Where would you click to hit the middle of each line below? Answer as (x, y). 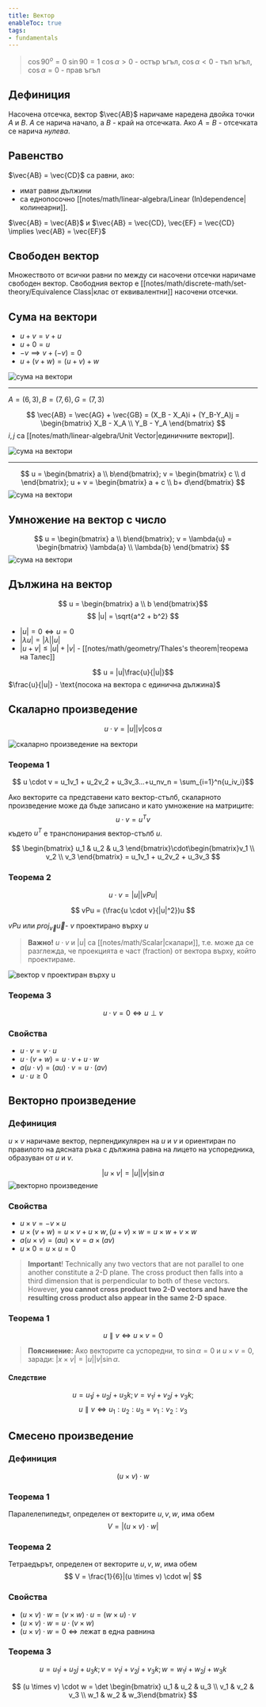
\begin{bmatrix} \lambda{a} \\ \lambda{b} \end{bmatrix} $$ (133, 547)
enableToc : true (35, 23)
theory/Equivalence (40, 292)
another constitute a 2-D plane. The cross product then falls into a (135, 1272)
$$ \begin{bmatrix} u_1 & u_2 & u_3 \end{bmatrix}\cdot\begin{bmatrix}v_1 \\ (133, 848)
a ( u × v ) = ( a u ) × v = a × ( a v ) (67, 1240)
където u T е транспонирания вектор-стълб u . (85, 832)
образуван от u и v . (41, 1157)
